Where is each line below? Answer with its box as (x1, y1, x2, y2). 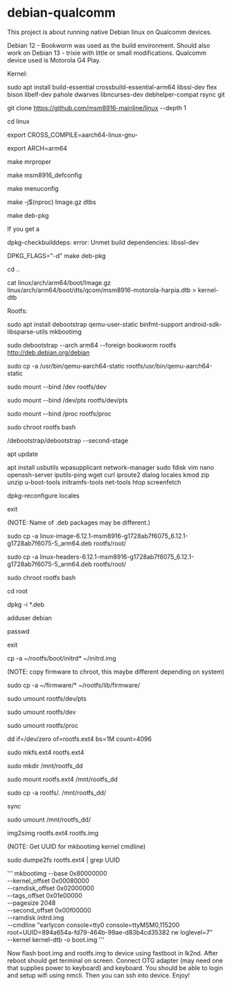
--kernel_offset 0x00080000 (7, 876, 90, 885)
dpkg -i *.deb (7, 600, 45, 609)
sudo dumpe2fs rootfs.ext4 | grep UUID (7, 856, 121, 864)
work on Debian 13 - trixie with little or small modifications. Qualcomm (7, 49, 207, 57)
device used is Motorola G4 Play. (7, 56, 102, 64)
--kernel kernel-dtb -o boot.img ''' (7, 935, 105, 944)
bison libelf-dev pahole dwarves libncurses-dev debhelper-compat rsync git (7, 90, 225, 99)
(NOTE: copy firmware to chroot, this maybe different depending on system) (7, 668, 225, 676)
